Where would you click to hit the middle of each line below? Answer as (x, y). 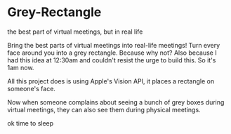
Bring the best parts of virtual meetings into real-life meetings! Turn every (114, 45)
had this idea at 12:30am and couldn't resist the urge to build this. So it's (112, 60)
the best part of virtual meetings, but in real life (75, 32)
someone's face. (32, 88)
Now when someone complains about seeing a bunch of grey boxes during (116, 102)
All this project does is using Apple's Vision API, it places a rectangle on (111, 81)
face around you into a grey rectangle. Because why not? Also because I (112, 53)
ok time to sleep (31, 123)
